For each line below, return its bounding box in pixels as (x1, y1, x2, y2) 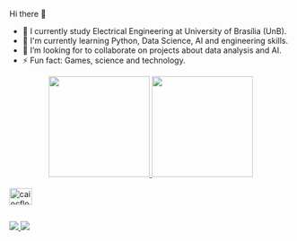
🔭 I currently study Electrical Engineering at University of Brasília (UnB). (22, 26, 287, 36)
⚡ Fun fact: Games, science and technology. (22, 55, 186, 65)
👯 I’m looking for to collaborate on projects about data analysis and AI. (22, 45, 283, 56)
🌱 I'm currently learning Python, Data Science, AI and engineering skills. (22, 36, 289, 46)
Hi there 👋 (9, 9, 47, 19)
